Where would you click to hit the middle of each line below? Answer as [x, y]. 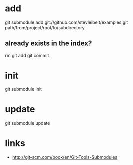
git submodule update [28, 123]
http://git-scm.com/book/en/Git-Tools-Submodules [65, 157]
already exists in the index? [49, 43]
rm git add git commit [27, 55]
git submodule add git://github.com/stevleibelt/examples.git [66, 22]
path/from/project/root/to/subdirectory [45, 27]
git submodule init [24, 89]
